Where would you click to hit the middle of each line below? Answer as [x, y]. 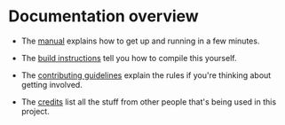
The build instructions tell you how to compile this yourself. [129, 58]
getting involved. [52, 84]
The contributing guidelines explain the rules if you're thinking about [146, 75]
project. [35, 111]
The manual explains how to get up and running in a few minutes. [140, 41]
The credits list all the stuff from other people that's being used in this [149, 102]
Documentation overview [103, 16]
